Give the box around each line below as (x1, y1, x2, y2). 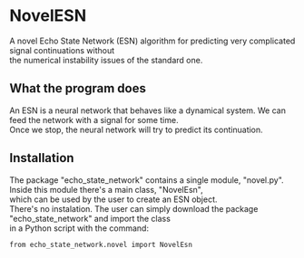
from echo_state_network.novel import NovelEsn (9, 240, 193, 249)
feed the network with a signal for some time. (9, 114, 179, 125)
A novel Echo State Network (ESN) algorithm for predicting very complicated (9, 35, 296, 46)
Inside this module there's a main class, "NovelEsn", (9, 184, 203, 195)
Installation (9, 150, 74, 166)
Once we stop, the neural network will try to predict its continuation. (9, 124, 263, 135)
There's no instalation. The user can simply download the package (9, 203, 259, 214)
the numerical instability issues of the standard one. (9, 54, 203, 65)
